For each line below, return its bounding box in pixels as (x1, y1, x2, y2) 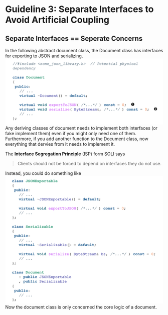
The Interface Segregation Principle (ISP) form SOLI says (5, 151, 125, 157)
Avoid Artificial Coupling (5, 14, 109, 26)
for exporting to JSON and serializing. (5, 53, 83, 59)
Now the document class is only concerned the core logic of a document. (5, 304, 157, 310)
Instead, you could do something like (5, 170, 81, 176)
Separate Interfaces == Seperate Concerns (5, 34, 143, 43)
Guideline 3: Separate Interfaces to (5, 4, 154, 15)
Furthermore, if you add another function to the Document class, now (5, 136, 149, 142)
